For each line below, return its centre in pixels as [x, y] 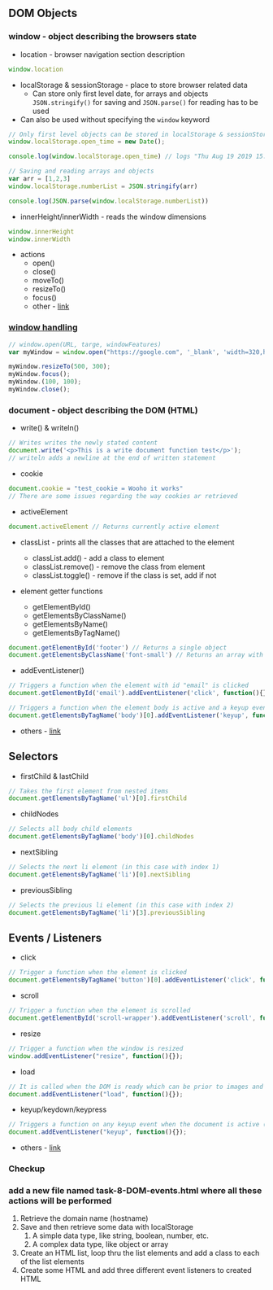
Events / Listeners [55, 938]
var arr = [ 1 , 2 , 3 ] [39, 179]
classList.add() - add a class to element [98, 558]
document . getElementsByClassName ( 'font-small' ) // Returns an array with [136, 655]
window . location [36, 69]
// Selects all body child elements [70, 829]
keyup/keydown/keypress [63, 1109]
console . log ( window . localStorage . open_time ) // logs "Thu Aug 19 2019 [130, 157]
